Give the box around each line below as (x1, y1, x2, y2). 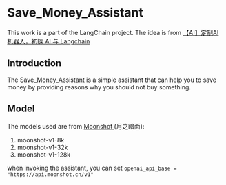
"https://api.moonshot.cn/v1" (7, 171, 94, 178)
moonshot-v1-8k (17, 135, 65, 144)
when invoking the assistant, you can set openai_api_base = (7, 164, 177, 172)
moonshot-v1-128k (17, 150, 71, 159)
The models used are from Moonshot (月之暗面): (7, 122, 145, 130)
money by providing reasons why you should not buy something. (7, 83, 192, 91)
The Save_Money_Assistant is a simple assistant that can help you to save (7, 76, 217, 84)
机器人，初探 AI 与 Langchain (7, 36, 90, 45)
